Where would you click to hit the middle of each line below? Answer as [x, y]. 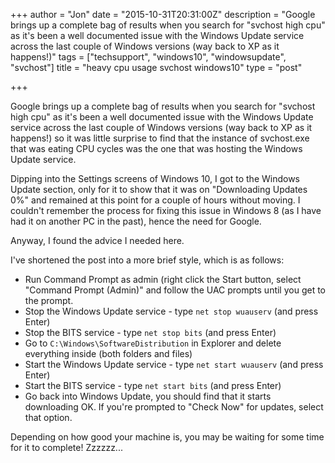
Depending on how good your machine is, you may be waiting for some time [167, 437]
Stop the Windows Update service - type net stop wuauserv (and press [171, 311]
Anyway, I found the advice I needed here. [97, 240]
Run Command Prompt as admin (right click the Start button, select [163, 279]
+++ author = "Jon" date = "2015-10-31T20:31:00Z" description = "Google [163, 14]
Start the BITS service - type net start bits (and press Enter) [153, 385]
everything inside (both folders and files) [108, 353]
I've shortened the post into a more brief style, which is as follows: [147, 260]
